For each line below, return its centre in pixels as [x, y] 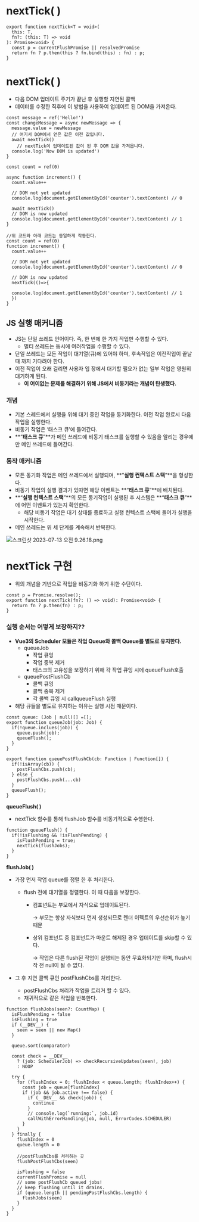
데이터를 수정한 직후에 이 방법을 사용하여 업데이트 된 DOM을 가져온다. [96, 106]
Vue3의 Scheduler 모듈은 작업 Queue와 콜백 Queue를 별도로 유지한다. [98, 641]
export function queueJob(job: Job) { [54, 722]
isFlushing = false [41, 1172]
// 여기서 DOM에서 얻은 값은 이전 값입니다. [58, 134]
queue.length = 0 [38, 1145]
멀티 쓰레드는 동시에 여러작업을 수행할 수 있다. [77, 346]
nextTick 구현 [39, 566]
